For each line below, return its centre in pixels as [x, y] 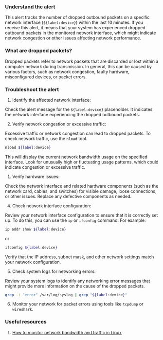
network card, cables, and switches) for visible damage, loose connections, [81, 191]
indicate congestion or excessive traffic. [45, 167]
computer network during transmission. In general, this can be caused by [79, 66]
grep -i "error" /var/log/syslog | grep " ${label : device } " [66, 295]
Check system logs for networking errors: [54, 271]
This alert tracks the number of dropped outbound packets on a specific [77, 18]
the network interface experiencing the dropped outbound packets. [72, 114]
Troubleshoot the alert [32, 89]
